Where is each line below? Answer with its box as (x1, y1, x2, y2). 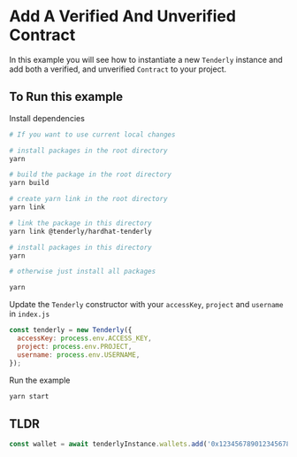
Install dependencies (9, 112, 86, 123)
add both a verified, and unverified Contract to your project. (9, 64, 227, 74)
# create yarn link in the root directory (9, 195, 168, 204)
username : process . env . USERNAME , (17, 350, 141, 360)
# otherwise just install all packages (9, 267, 156, 276)
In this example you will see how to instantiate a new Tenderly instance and (9, 54, 283, 65)
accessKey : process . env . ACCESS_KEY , (17, 334, 152, 343)
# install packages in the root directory (9, 146, 168, 155)
